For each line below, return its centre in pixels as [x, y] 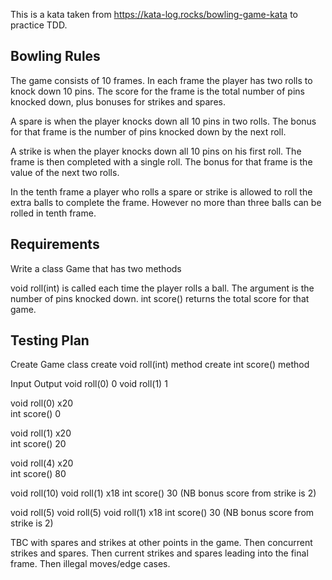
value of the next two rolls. [65, 172]
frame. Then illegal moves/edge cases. [90, 564]
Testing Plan [50, 340]
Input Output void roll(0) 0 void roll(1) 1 [89, 384]
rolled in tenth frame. [53, 213]
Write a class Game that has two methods [96, 268]
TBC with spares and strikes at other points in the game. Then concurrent [161, 543]
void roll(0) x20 [42, 403]
